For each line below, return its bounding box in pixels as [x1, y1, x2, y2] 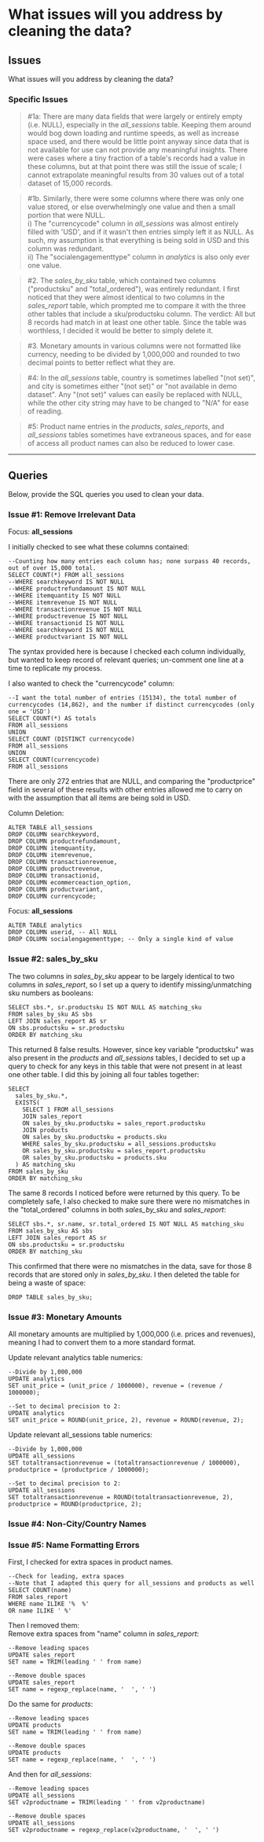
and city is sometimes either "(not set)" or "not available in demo [27, 381, 237, 391]
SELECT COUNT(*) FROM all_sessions [8, 572, 125, 579]
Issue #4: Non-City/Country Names [8, 1518, 147, 1529]
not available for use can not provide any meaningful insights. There [27, 145, 248, 155]
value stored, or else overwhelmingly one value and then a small [27, 202, 236, 211]
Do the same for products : [8, 1700, 93, 1709]
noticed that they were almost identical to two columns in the [27, 292, 225, 302]
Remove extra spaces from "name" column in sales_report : [8, 1629, 200, 1638]
